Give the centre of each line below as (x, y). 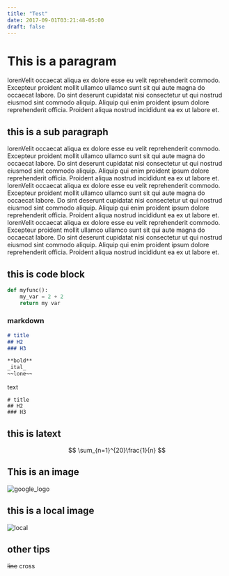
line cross (21, 566)
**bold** (20, 361)
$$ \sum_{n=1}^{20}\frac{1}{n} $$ (117, 450)
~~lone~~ (20, 374)
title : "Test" (28, 14)
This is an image (44, 472)
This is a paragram (62, 61)
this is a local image (51, 511)
